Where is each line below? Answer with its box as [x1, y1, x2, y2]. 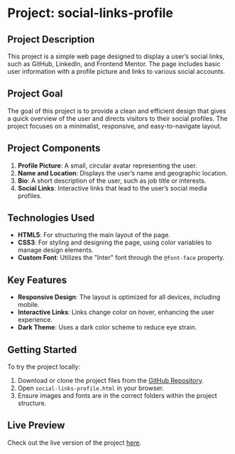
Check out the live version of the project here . [7, 438, 142, 447]
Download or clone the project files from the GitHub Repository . [17, 377, 204, 385]
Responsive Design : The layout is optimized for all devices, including [17, 293, 221, 301]
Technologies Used [7, 212, 94, 225]
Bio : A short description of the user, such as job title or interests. [17, 176, 207, 185]
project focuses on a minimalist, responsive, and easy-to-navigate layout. [7, 121, 222, 130]
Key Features [7, 274, 67, 286]
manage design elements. [17, 246, 94, 254]
